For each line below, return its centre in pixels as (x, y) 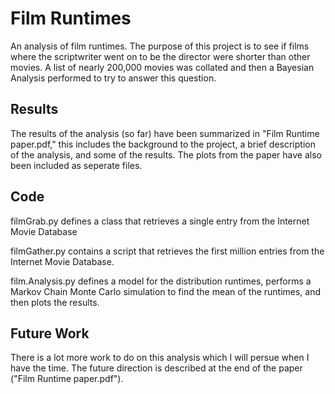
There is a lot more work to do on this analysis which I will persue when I (160, 358)
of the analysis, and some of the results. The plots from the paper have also (166, 154)
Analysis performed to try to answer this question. (113, 78)
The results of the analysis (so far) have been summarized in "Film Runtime (165, 133)
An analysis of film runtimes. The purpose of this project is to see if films (160, 46)
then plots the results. (55, 302)
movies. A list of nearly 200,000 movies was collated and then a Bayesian (162, 67)
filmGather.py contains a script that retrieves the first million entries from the (167, 251)
